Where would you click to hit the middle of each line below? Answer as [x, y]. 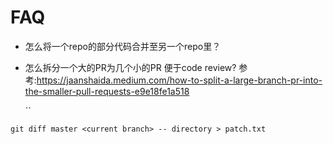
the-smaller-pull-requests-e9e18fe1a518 [107, 91]
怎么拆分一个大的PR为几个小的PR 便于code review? [130, 67]
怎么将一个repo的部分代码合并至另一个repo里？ [123, 46]
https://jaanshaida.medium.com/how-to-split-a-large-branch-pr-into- [179, 80]
